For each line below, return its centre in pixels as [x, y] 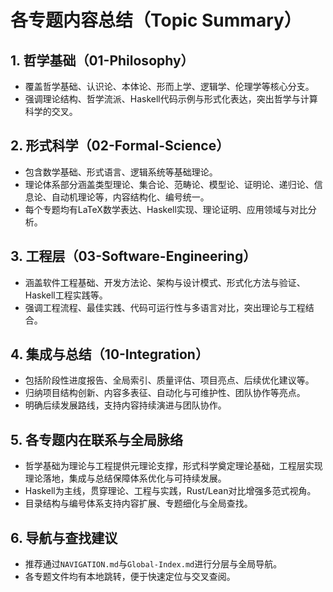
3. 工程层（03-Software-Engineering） [133, 256]
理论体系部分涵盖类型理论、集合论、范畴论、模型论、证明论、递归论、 [169, 184]
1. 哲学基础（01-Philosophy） [102, 60]
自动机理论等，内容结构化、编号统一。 [130, 197]
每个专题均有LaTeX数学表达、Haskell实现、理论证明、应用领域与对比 [166, 209]
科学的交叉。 [51, 111]
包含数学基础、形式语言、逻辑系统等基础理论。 [121, 172]
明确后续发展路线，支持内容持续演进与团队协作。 [125, 405]
